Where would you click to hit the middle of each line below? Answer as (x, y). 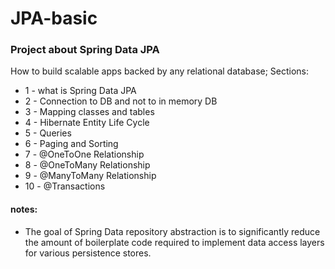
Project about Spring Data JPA (85, 50)
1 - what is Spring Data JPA (80, 91)
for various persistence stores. (88, 253)
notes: (24, 209)
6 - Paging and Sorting (71, 144)
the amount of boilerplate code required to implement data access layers (174, 242)
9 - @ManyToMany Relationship (90, 176)
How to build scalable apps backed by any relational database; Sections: (160, 71)
